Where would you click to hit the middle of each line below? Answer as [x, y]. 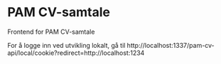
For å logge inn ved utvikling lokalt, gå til [66, 45]
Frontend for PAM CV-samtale [51, 32]
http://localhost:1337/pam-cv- [171, 45]
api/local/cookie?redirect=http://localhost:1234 [76, 53]
